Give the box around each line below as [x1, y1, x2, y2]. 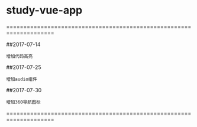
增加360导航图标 [6, 99, 41, 105]
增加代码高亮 [6, 53, 33, 59]
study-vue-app [6, 4, 83, 17]
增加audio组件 [6, 76, 37, 82]
